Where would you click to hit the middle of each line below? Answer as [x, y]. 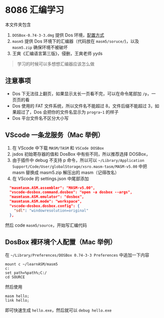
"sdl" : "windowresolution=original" [51, 211]
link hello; [17, 300]
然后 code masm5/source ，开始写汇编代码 [46, 225]
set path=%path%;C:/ [26, 273]
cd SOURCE [15, 277]
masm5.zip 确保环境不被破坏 [40, 47]
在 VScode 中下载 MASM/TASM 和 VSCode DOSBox [58, 148]
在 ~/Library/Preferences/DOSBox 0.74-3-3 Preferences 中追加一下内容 [77, 255]
